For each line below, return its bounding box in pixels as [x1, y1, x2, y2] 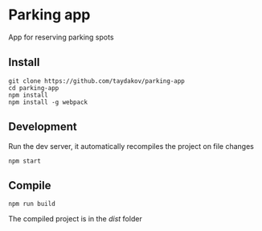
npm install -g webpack [8, 98, 88, 106]
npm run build [8, 200, 56, 208]
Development [8, 120, 78, 134]
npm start [8, 157, 42, 165]
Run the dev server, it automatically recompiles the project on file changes [8, 141, 255, 151]
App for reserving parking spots [8, 32, 114, 42]
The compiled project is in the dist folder [8, 214, 142, 224]
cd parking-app [8, 84, 59, 92]
